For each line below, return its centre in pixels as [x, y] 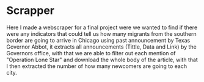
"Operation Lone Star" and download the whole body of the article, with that [102, 60]
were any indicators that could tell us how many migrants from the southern [101, 33]
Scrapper [31, 11]
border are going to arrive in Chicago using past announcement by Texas [98, 40]
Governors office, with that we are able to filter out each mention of [91, 53]
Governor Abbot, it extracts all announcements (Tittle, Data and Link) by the [101, 47]
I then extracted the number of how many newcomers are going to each [97, 66]
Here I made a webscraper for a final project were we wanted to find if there [102, 27]
